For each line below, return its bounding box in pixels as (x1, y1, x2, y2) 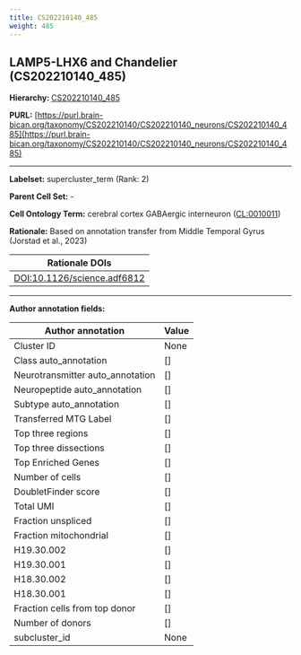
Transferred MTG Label (13, 413, 112, 425)
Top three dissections (13, 441, 105, 454)
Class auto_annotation (13, 354, 107, 367)
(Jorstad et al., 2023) (9, 235, 88, 247)
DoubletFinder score (13, 485, 100, 498)
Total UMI (13, 500, 55, 512)
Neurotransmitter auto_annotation (13, 369, 156, 381)
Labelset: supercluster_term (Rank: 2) (9, 174, 150, 185)
